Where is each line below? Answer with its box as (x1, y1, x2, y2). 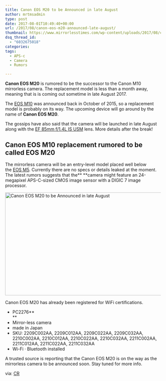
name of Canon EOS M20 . (5, 111, 59, 117)
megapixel (5, 177, 26, 183)
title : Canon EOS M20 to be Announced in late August (5, 7, 119, 12)
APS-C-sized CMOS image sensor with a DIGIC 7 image (27, 177, 141, 183)
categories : (5, 44, 30, 49)
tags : (5, 49, 16, 54)
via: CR (5, 370, 20, 376)
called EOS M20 (5, 148, 55, 157)
